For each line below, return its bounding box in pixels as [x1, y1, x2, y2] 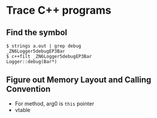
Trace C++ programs [6, 4, 112, 17]
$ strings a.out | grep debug [6, 43, 82, 49]
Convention [6, 84, 51, 94]
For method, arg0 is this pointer [14, 100, 94, 107]
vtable [14, 106, 31, 113]
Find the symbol [6, 27, 67, 38]
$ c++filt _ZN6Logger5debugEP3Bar [6, 54, 93, 60]
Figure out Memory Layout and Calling [6, 75, 152, 85]
